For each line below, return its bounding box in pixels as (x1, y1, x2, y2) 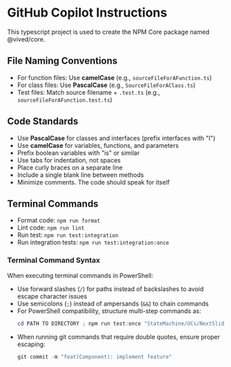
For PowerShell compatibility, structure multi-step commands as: (17, 306, 201, 315)
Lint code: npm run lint (17, 223, 85, 232)
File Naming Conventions (7, 55, 118, 67)
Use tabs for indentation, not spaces (17, 156, 121, 164)
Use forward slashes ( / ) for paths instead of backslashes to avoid (17, 285, 204, 293)
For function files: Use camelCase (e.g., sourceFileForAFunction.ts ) (17, 73, 212, 82)
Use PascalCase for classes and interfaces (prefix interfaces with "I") (17, 133, 216, 142)
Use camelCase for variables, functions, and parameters (17, 141, 179, 149)
